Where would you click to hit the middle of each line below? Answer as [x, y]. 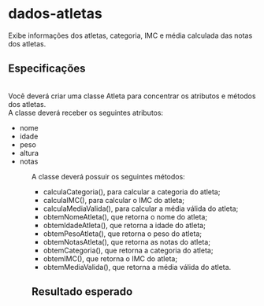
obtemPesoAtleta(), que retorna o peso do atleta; [123, 234]
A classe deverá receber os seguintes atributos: [86, 112]
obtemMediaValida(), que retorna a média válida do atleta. [137, 267]
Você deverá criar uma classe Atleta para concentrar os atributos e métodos [132, 96]
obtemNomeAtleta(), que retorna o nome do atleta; [125, 216]
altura [29, 153]
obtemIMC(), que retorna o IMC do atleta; [110, 258]
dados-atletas [55, 14]
